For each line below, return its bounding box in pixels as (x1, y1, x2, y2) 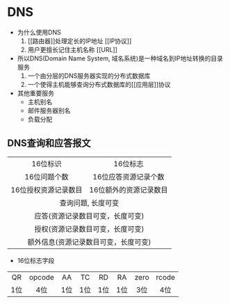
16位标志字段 (17, 256, 55, 264)
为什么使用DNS (17, 28, 61, 36)
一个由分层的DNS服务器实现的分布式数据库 (27, 71, 151, 80)
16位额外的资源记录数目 (89, 185, 168, 195)
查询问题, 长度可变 (59, 198, 120, 207)
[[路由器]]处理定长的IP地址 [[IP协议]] (27, 36, 132, 45)
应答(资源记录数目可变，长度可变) (34, 211, 145, 221)
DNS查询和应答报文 (7, 137, 91, 150)
